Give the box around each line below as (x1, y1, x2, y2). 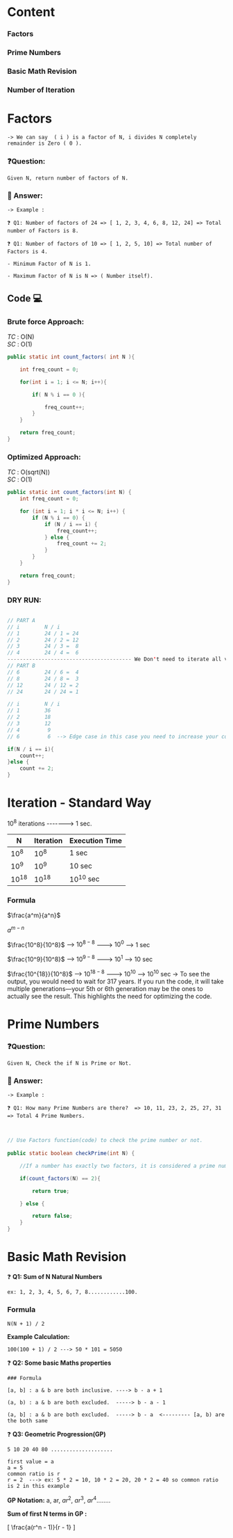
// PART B (7, 663, 36, 669)
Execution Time (69, 836, 123, 846)
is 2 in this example (7, 1483, 70, 1490)
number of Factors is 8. (7, 228, 79, 235)
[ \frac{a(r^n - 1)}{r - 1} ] (7, 1523, 76, 1531)
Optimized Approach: (7, 452, 81, 461)
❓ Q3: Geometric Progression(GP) (7, 1430, 106, 1438)
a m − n (7, 924, 25, 934)
